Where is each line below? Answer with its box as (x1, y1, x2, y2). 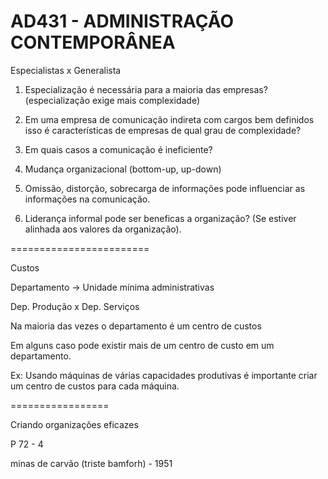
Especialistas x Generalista (10, 64, 122, 76)
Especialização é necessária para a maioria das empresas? (24, 83, 268, 95)
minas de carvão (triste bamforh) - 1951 (10, 457, 173, 469)
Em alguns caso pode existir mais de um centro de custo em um (10, 339, 275, 351)
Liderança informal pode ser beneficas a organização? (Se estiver (24, 212, 297, 224)
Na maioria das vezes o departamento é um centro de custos (10, 320, 262, 332)
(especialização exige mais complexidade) (24, 94, 201, 106)
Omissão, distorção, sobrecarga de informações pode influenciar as (24, 182, 306, 194)
